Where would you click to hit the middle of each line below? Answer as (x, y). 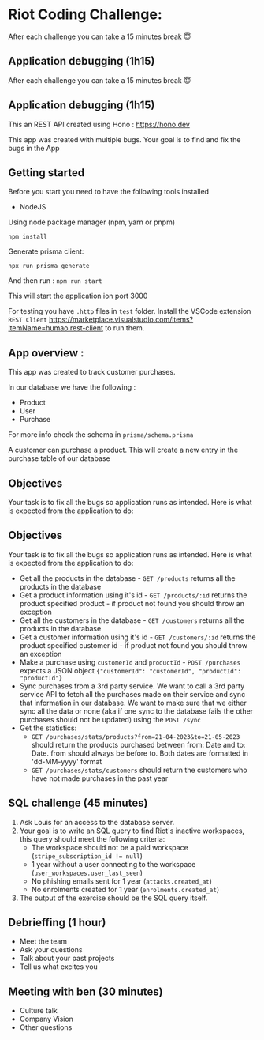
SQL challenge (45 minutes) (78, 803)
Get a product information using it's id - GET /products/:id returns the (133, 595)
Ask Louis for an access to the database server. (97, 822)
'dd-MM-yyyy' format (67, 761)
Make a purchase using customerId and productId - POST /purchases (130, 662)
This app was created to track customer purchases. (92, 372)
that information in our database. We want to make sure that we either (133, 703)
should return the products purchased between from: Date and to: (138, 744)
